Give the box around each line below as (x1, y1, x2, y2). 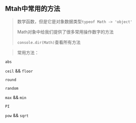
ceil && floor (5, 68, 33, 74)
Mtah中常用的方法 (5, 4, 60, 13)
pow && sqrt (5, 112, 29, 118)
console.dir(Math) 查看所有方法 (17, 39, 81, 45)
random (5, 86, 19, 91)
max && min (5, 94, 27, 100)
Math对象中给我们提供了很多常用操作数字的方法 (17, 29, 114, 35)
